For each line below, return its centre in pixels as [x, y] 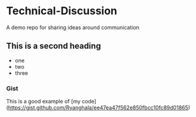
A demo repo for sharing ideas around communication [73, 27]
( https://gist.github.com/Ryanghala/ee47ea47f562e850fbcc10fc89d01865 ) [98, 107]
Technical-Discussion [62, 11]
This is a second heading [54, 46]
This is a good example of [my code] [51, 102]
